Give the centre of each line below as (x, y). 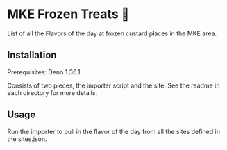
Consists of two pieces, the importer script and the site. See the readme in (113, 85)
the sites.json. (27, 139)
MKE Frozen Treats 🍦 (68, 14)
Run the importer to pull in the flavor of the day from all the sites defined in (114, 131)
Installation (32, 55)
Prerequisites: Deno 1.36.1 (44, 72)
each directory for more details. (52, 92)
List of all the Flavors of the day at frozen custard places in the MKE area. (112, 33)
